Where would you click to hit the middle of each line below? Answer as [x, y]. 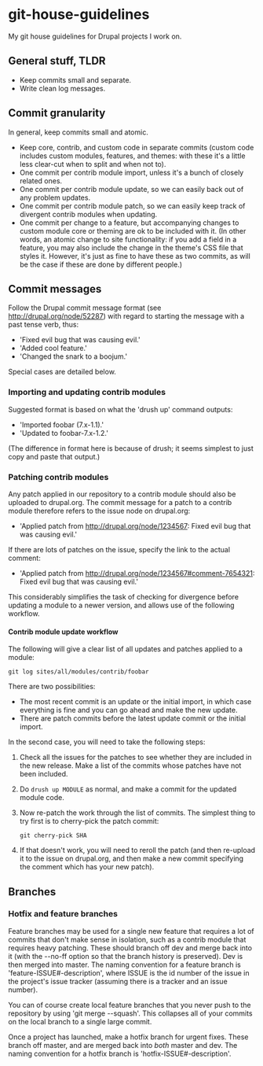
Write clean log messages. [62, 88]
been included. [44, 774]
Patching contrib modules [58, 477]
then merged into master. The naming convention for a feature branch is [125, 965]
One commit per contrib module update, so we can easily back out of [131, 189]
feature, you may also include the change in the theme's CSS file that [131, 247]
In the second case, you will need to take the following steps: [107, 742]
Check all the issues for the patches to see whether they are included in [136, 758]
